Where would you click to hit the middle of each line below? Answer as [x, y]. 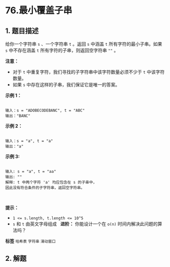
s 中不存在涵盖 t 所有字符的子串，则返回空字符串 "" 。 [62, 50]
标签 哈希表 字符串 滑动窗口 [30, 241]
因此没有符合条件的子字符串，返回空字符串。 [45, 188]
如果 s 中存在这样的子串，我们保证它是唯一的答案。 [66, 85]
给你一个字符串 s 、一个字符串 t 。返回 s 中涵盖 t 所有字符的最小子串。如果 [84, 44]
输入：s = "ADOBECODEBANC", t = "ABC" [45, 110]
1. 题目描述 [22, 31]
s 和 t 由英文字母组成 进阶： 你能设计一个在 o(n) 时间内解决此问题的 [85, 224]
